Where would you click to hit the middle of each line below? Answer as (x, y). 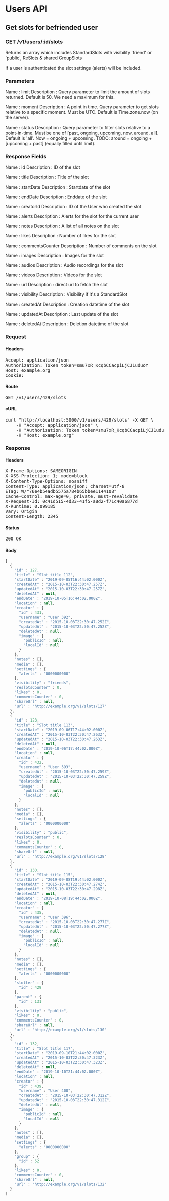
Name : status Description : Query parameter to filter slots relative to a (78, 128)
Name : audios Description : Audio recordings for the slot (64, 265)
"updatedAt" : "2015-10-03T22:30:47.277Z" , (65, 926)
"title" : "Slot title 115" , (45, 875)
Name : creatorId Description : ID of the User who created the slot (73, 207)
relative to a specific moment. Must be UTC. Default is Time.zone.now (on (82, 112)
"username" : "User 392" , (46, 617)
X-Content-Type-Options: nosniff (47, 481)
